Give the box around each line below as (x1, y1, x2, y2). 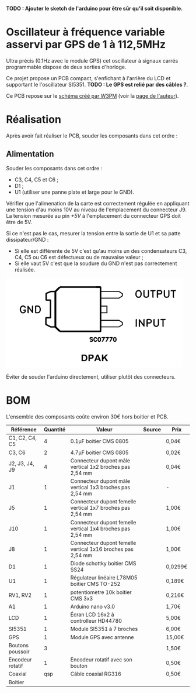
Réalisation (6, 113, 61, 126)
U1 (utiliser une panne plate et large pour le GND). (14, 188, 134, 195)
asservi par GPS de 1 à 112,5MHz (6, 38, 166, 52)
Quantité (43, 426, 66, 433)
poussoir (8, 648, 30, 655)
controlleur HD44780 (70, 617, 123, 625)
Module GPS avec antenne (70, 633, 134, 640)
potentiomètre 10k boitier (70, 588, 132, 596)
